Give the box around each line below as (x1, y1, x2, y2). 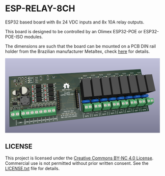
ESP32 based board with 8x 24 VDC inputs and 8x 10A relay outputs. (5, 19, 145, 25)
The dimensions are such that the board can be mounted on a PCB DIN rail (5, 43, 156, 49)
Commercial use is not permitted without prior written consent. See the (5, 160, 149, 166)
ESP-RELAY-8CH (5, 3, 75, 14)
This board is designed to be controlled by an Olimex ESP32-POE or (5, 28, 142, 34)
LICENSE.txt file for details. (5, 166, 60, 172)
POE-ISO (5, 34, 23, 40)
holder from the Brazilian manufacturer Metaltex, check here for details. (5, 48, 150, 54)
